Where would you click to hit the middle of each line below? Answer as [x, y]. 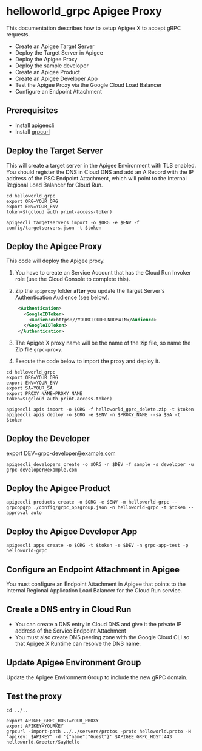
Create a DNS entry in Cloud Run [69, 610]
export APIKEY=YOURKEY [35, 726]
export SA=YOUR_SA [29, 388]
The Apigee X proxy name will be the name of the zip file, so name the [103, 343]
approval [17, 513]
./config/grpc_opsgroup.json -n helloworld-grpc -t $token [109, 508]
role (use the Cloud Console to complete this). [72, 279]
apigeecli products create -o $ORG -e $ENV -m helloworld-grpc [88, 502]
